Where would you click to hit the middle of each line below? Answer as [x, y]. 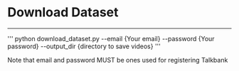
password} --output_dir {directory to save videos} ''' [84, 46]
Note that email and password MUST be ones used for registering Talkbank [118, 60]
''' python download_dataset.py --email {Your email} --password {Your [111, 38]
